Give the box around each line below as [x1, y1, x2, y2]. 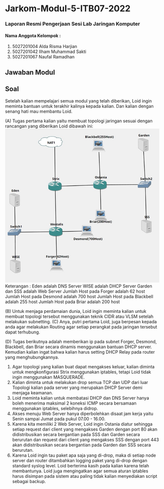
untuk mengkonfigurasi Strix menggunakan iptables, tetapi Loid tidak [12, 369, 151, 375]
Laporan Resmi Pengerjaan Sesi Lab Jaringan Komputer [5, 21, 141, 27]
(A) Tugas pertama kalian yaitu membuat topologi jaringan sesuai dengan [5, 118, 153, 124]
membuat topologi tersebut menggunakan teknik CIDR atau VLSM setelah [5, 313, 154, 319]
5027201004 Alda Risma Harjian [12, 44, 77, 50]
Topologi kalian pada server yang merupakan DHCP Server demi [12, 385, 143, 390]
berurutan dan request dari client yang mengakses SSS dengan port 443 [12, 437, 159, 443]
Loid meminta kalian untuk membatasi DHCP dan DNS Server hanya [12, 395, 149, 401]
